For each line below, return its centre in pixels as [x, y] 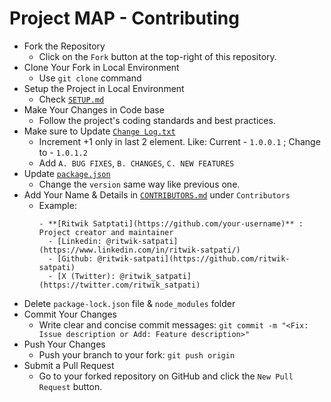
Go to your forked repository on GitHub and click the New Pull [166, 376]
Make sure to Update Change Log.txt [99, 131]
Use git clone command [90, 78]
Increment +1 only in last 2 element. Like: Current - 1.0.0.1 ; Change [179, 141]
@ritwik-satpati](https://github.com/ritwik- [194, 258]
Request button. [70, 386]
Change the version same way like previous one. [139, 184]
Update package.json [67, 173]
